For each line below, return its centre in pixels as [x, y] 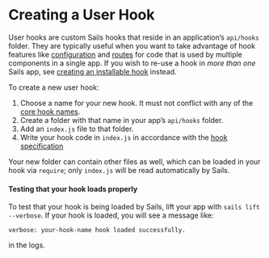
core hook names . [50, 112]
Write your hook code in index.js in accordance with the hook [124, 137]
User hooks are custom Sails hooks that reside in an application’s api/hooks [134, 37]
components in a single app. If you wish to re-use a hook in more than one [132, 63]
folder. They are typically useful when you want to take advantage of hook [132, 45]
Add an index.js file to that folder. [77, 129]
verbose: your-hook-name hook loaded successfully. [97, 231]
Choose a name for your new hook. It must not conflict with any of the [137, 103]
